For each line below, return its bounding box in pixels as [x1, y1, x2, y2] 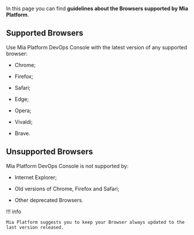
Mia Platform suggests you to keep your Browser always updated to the [6, 219, 185, 225]
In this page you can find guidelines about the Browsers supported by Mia [6, 5, 189, 12]
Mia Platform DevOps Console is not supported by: [6, 162, 129, 169]
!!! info [6, 208, 22, 215]
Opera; [14, 107, 32, 114]
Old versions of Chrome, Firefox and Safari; [14, 185, 120, 192]
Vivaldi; [14, 118, 33, 125]
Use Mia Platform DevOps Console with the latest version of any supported [6, 43, 188, 51]
